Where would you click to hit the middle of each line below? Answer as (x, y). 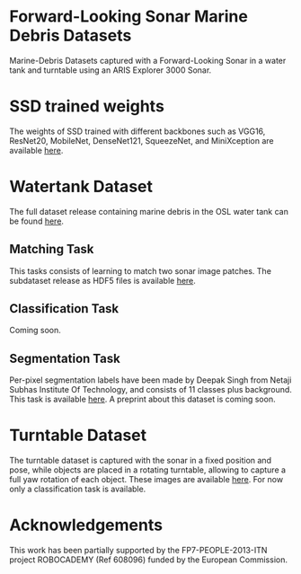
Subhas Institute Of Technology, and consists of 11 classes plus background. (150, 390)
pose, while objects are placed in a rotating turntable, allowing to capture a (147, 470)
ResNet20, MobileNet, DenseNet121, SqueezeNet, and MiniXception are (142, 140)
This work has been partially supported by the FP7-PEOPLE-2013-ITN (138, 551)
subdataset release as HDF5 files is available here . (102, 280)
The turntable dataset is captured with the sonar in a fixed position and (141, 461)
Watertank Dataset (81, 187)
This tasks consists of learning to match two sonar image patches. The (141, 270)
